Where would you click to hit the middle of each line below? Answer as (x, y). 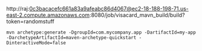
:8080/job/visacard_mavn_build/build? (138, 15)
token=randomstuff (30, 21)
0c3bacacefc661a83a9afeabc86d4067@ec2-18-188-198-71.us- (109, 9)
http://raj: (18, 9)
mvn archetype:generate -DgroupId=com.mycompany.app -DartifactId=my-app (101, 32)
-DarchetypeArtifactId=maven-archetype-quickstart (71, 38)
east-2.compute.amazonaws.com (48, 15)
